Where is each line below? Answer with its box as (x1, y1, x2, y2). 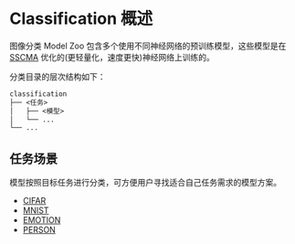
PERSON (22, 225, 57, 236)
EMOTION (22, 215, 61, 226)
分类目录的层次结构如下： (9, 70, 106, 82)
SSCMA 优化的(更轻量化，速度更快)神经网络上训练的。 (9, 51, 215, 62)
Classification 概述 (9, 8, 153, 29)
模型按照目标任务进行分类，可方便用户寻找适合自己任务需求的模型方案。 (9, 177, 281, 188)
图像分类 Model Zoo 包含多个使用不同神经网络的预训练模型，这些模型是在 (9, 40, 287, 51)
